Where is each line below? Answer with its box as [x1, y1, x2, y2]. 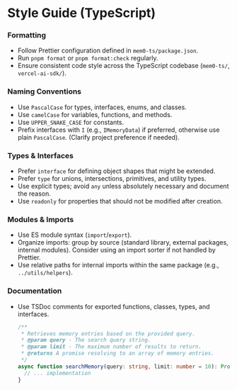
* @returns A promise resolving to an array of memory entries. [21, 350, 214, 357]
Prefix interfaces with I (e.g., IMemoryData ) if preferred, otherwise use [17, 126, 220, 134]
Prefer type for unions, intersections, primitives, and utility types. [17, 174, 207, 183]
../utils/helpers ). [17, 268, 73, 277]
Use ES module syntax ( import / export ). [17, 230, 132, 239]
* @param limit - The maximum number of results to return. [21, 343, 202, 350]
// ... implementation [24, 369, 91, 377]
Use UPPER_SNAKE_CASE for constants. [17, 118, 125, 126]
